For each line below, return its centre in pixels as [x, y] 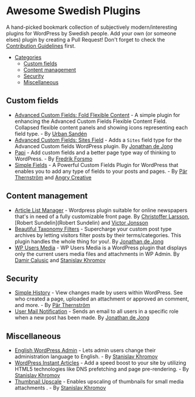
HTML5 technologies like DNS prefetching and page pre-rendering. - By [102, 369]
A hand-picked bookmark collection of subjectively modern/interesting [92, 27]
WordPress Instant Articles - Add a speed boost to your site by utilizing [100, 363]
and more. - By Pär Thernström [52, 305]
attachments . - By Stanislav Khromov [60, 388]
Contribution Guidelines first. [41, 46]
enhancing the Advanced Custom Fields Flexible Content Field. [91, 121]
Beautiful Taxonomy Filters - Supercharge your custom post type [93, 229]
